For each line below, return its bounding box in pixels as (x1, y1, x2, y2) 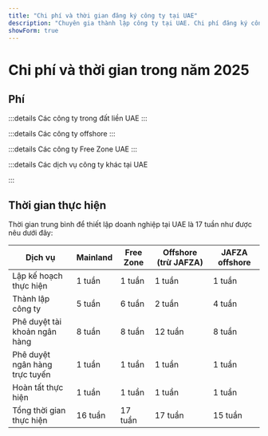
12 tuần (154, 326, 184, 337)
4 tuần (212, 298, 238, 309)
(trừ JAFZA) (156, 257, 203, 268)
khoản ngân (12, 326, 57, 337)
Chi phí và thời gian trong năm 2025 (8, 61, 250, 79)
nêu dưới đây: (8, 228, 53, 238)
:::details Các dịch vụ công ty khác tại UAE (8, 160, 148, 170)
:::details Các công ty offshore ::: (8, 129, 116, 139)
